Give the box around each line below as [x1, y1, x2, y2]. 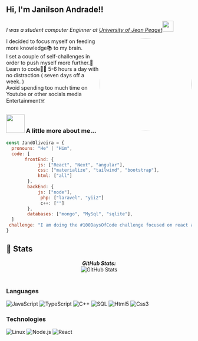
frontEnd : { [24, 156, 54, 162]
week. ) [6, 78, 25, 85]
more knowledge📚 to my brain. [6, 44, 82, 51]
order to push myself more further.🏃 [6, 59, 93, 66]
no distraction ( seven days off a [6, 71, 84, 78]
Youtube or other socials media [6, 90, 82, 97]
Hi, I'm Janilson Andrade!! [6, 5, 104, 15]
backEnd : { [27, 184, 54, 190]
